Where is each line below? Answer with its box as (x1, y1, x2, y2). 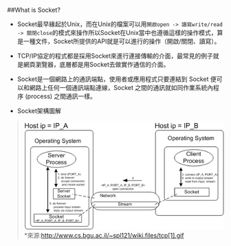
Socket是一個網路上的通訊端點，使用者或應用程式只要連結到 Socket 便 (16, 75, 217, 83)
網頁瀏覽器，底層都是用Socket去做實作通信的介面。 (23, 60, 170, 68)
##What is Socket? (7, 6, 60, 14)
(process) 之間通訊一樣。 (25, 92, 96, 100)
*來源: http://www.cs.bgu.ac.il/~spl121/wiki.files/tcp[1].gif (23, 231, 184, 239)
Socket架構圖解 (16, 107, 62, 115)
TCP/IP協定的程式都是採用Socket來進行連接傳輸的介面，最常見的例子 (16, 52, 213, 60)
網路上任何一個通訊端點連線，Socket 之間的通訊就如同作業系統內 (29, 84, 214, 91)
